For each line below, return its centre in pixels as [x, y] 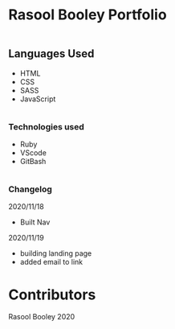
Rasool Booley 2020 [42, 317]
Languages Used [51, 54]
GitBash [33, 162]
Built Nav [35, 222]
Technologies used [46, 126]
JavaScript [38, 99]
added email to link [51, 262]
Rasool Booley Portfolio [87, 15]
